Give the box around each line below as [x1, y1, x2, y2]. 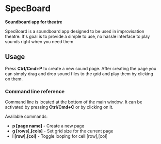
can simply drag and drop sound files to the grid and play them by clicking [5, 71, 154, 77]
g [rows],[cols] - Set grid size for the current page [12, 128, 113, 134]
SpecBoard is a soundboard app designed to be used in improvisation [5, 28, 145, 34]
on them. [5, 76, 23, 81]
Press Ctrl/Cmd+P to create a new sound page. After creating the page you [5, 65, 157, 71]
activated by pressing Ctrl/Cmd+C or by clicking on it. [5, 104, 113, 110]
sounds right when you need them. [5, 38, 75, 44]
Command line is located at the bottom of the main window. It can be [5, 99, 143, 105]
